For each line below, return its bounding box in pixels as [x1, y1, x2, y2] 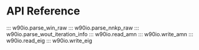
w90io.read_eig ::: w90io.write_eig [6, 37, 93, 44]
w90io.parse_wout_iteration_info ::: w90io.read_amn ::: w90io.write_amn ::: [6, 30, 194, 37]
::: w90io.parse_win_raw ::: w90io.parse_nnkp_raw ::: [6, 24, 139, 31]
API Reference [6, 4, 80, 18]
